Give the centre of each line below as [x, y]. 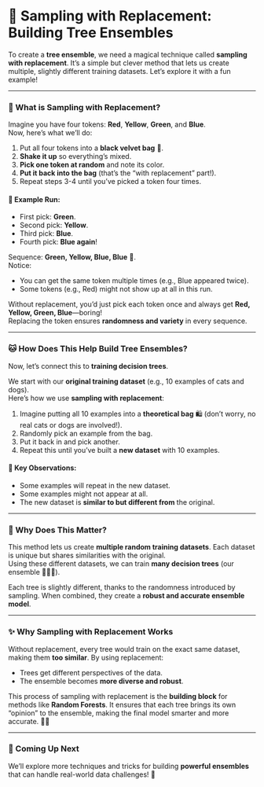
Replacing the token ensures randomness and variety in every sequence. [128, 321]
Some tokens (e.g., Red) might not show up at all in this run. [116, 289]
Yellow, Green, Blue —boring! [55, 313]
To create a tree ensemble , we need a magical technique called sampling [128, 54]
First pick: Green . [48, 217]
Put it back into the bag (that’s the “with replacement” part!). [118, 173]
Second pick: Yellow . [54, 225]
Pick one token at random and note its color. [92, 165]
